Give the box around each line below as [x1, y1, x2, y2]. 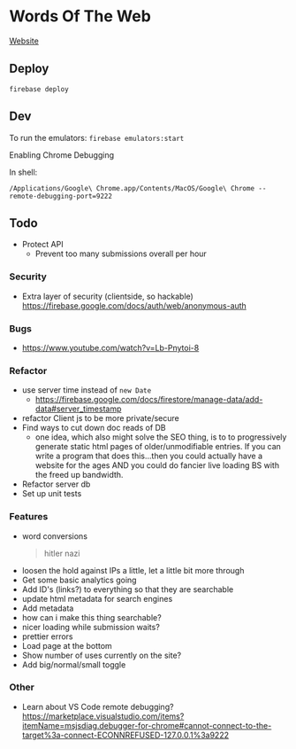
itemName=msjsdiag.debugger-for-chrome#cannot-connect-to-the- [21, 720, 272, 730]
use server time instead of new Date [21, 385, 152, 395]
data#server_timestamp [34, 403, 122, 414]
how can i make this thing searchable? [21, 612, 162, 622]
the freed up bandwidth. [34, 470, 124, 480]
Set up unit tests [21, 488, 82, 499]
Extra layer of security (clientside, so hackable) [21, 291, 194, 301]
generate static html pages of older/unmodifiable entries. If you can [34, 441, 281, 452]
